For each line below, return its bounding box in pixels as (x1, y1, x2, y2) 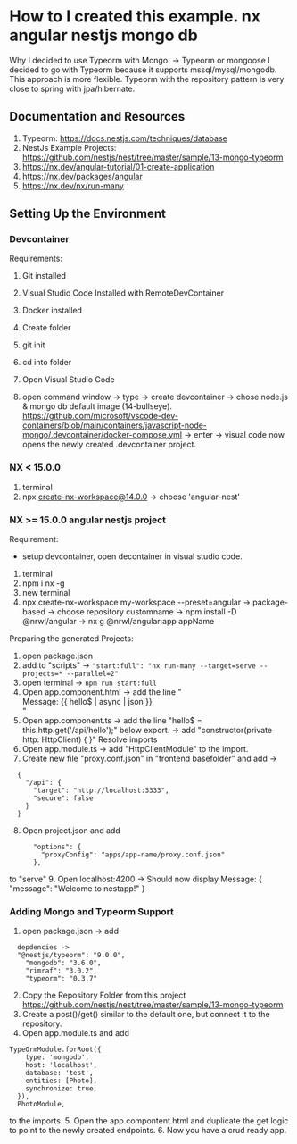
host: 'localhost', (25, 1061, 98, 1070)
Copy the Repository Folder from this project (21, 990, 186, 1001)
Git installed (21, 271, 67, 281)
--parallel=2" (66, 670, 119, 679)
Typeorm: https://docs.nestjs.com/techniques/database (21, 132, 227, 144)
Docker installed (21, 305, 83, 316)
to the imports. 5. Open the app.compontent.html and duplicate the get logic (9, 1115, 289, 1126)
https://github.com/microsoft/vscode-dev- (21, 411, 178, 422)
